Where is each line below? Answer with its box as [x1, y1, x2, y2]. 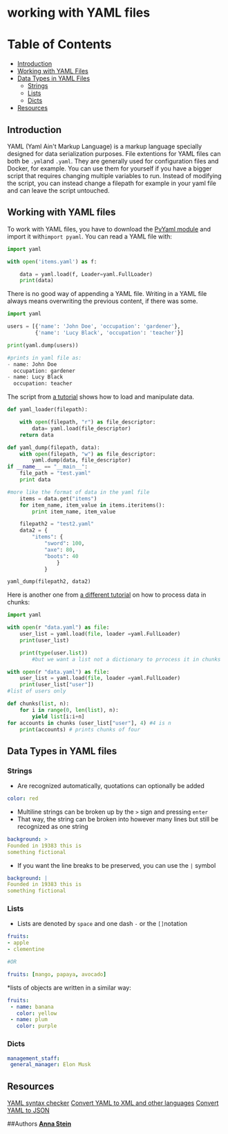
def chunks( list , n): [7, 700, 70, 707]
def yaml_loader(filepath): [7, 406, 88, 413]
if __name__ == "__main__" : [7, 463, 88, 471]
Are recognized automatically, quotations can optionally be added [17, 782, 205, 790]
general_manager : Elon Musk [10, 1061, 91, 1068]
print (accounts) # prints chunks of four [19, 726, 140, 733]
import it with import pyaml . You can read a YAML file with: [7, 232, 173, 241]
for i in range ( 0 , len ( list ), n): [19, 706, 119, 713]
